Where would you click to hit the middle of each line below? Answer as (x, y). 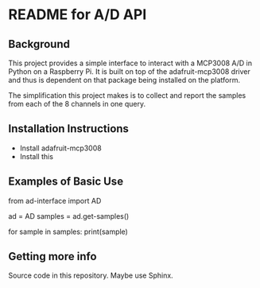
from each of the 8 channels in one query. (77, 104)
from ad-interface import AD (55, 200)
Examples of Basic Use (66, 182)
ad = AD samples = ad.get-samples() (69, 216)
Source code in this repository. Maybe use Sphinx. (91, 275)
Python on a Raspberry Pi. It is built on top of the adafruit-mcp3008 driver (129, 72)
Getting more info (52, 257)
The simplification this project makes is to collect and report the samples (127, 95)
